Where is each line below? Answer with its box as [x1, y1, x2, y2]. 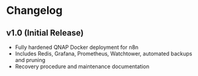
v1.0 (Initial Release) [6, 28, 84, 38]
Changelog [6, 4, 63, 17]
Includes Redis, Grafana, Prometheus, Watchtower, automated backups [14, 50, 193, 57]
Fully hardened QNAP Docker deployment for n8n [14, 43, 139, 51]
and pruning [14, 57, 46, 63]
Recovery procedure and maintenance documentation [14, 63, 150, 70]
